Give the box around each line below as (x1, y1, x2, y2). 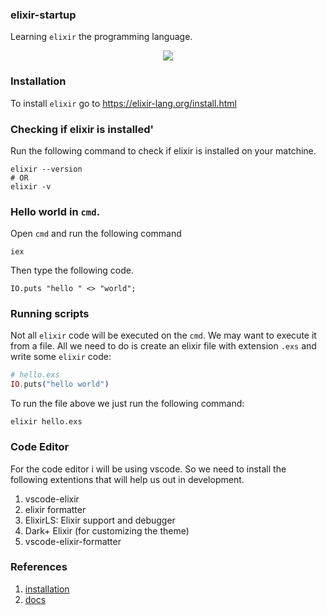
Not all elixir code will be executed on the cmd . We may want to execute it (10, 329, 317, 342)
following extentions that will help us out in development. (10, 473, 245, 485)
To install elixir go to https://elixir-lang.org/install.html (10, 97, 237, 109)
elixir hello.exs (10, 417, 83, 427)
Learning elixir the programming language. (10, 31, 193, 43)
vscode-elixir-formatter (24, 535, 122, 547)
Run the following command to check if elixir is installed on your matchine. (10, 144, 317, 157)
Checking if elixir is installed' (10, 122, 155, 136)
